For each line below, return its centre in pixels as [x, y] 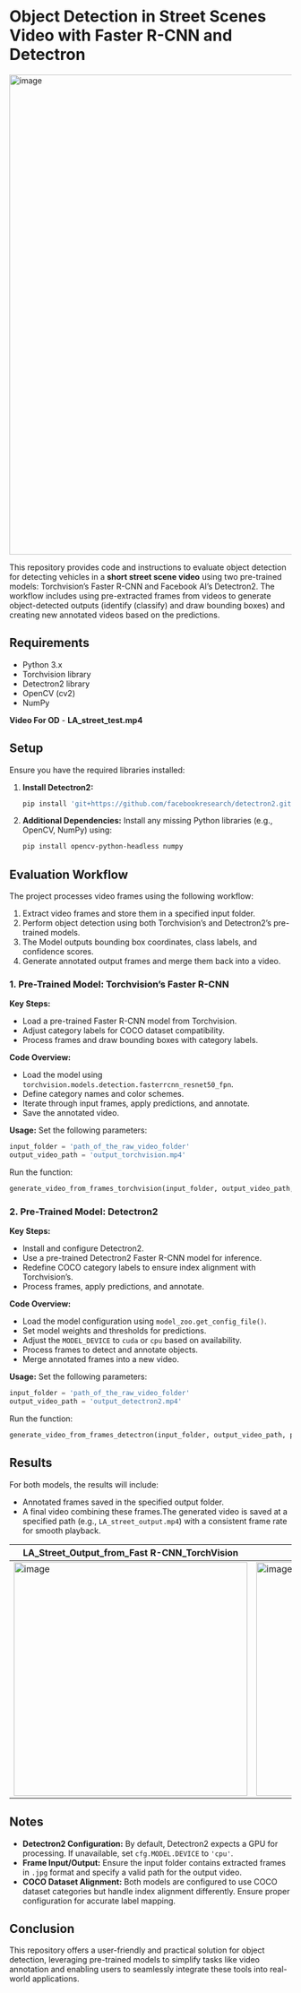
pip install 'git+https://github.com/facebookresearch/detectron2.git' [159, 804]
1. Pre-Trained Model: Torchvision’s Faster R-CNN [120, 985]
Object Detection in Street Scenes [138, 17]
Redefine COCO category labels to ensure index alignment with [139, 1268]
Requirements [49, 643]
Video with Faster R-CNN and [121, 35]
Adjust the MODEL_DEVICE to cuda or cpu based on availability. [132, 1341]
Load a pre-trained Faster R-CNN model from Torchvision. [129, 1021]
